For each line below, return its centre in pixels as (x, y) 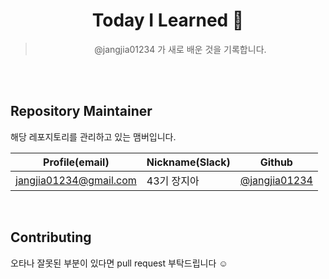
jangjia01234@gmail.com (76, 180)
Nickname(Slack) (188, 162)
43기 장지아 (173, 181)
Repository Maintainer (81, 111)
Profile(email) (76, 162)
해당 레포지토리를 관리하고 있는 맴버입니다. (93, 136)
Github (276, 162)
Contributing (51, 237)
